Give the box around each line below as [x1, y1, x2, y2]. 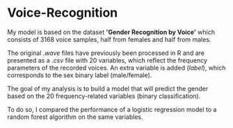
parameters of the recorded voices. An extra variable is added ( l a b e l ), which [7, 63, 226, 72]
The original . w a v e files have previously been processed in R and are [7, 49, 205, 57]
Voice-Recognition [7, 5, 118, 21]
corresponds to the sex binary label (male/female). [7, 71, 152, 79]
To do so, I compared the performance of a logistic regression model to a [7, 105, 217, 113]
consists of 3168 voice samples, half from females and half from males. [7, 35, 211, 43]
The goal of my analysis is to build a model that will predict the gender [7, 84, 209, 93]
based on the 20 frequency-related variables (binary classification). [7, 92, 201, 100]
